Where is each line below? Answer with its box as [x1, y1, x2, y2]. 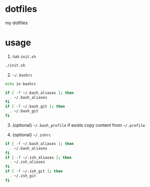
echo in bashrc [5, 81, 37, 86]
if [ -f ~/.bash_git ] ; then [5, 104, 65, 109]
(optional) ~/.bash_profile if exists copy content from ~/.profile [12, 122, 146, 128]
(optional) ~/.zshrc [12, 132, 51, 138]
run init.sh [12, 53, 36, 59]
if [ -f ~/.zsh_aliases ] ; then [5, 155, 72, 160]
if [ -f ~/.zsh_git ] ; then [5, 169, 63, 174]
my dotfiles [5, 20, 28, 26]
